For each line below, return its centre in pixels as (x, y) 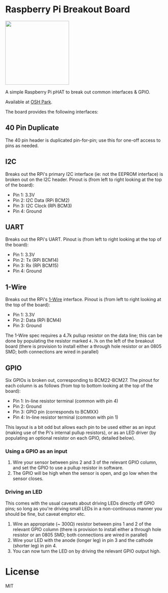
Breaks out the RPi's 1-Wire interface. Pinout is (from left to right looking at (83, 300)
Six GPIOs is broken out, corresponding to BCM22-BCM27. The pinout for (82, 380)
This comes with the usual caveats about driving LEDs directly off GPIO (80, 503)
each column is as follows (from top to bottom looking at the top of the (79, 385)
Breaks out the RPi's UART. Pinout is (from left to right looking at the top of (83, 239)
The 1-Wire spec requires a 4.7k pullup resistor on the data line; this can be (84, 335)
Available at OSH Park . (29, 102)
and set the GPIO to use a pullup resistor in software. (68, 468)
